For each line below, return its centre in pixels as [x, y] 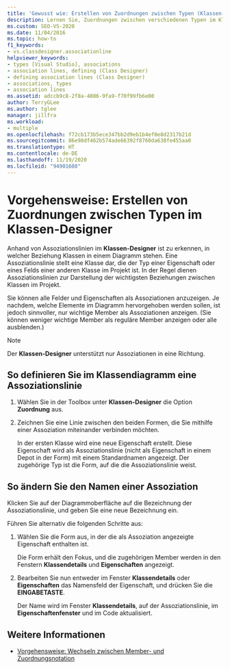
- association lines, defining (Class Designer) [78, 71]
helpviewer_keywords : [38, 58]
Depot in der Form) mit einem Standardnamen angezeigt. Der [103, 458]
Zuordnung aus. [40, 409]
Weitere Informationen [56, 634]
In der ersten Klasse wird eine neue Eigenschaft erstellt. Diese [104, 443]
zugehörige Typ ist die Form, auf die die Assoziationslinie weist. [107, 465]
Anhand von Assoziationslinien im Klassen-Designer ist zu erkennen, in [108, 248]
